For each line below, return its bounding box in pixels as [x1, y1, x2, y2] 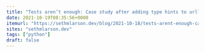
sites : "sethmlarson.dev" [6, 26, 72, 32]
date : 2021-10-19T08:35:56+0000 [6, 15, 88, 21]
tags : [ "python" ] [6, 32, 51, 38]
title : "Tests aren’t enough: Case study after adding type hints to [6, 9, 187, 15]
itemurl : [6, 20, 29, 26]
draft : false [6, 37, 40, 43]
